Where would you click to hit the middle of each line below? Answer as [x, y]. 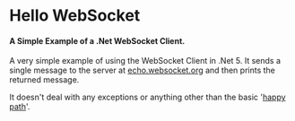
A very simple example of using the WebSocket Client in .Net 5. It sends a [145, 61]
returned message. [44, 80]
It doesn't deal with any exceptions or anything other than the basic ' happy [147, 97]
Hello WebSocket [75, 16]
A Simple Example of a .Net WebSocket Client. [97, 40]
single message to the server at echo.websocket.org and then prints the [142, 70]
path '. [20, 107]
